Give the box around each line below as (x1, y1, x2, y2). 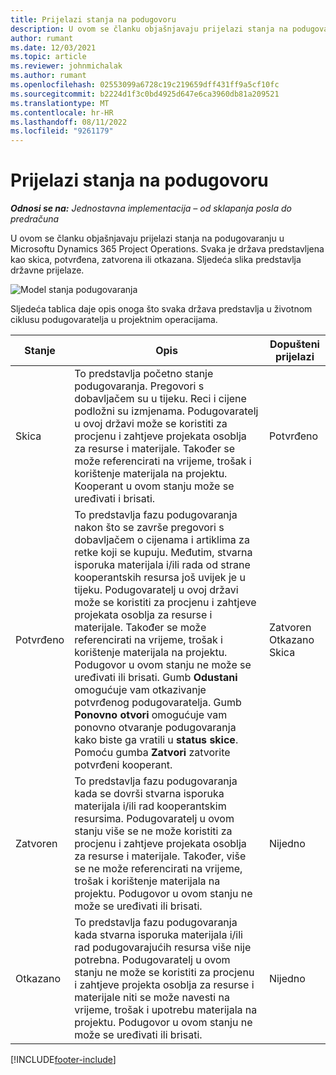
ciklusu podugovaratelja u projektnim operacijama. (10, 314, 218, 326)
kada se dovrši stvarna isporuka (74, 787, 225, 801)
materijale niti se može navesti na (74, 991, 230, 1005)
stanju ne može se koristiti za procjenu (74, 966, 255, 980)
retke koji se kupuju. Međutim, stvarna (74, 546, 253, 560)
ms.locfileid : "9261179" (10, 126, 114, 136)
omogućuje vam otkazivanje (74, 683, 207, 697)
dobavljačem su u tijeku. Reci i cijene (74, 392, 247, 406)
